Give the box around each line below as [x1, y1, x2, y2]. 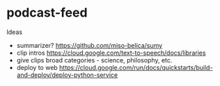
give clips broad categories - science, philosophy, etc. [16, 55, 173, 64]
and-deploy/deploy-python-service [16, 71, 118, 79]
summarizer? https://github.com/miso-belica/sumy [16, 41, 163, 49]
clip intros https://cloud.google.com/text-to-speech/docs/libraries [16, 49, 206, 57]
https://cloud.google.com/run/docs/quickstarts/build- [59, 63, 213, 71]
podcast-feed [6, 5, 88, 21]
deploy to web [16, 63, 58, 71]
